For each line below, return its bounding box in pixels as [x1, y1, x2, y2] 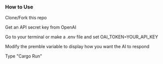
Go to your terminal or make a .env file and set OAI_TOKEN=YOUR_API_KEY [5, 34, 159, 40]
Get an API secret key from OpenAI [5, 24, 77, 30]
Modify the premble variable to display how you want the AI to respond [5, 44, 150, 50]
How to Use [5, 3, 34, 10]
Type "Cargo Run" [5, 53, 42, 59]
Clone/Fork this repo [5, 15, 47, 21]
